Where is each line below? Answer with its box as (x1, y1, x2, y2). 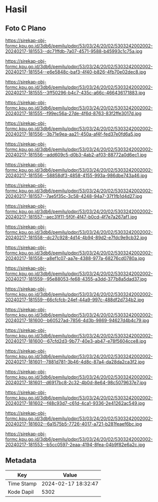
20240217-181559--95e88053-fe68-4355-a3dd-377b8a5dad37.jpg (5, 276, 147, 282)
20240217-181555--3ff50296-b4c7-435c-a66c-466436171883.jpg (5, 90, 146, 95)
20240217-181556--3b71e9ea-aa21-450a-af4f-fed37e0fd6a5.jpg (5, 131, 141, 137)
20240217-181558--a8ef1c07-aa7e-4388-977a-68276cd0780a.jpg (5, 255, 145, 261)
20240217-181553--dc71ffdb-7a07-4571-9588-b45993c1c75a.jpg (5, 48, 143, 54)
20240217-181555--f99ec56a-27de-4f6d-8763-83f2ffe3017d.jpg (5, 111, 142, 116)
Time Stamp (8, 480, 37, 487)
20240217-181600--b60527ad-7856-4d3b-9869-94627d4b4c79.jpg (5, 318, 149, 323)
